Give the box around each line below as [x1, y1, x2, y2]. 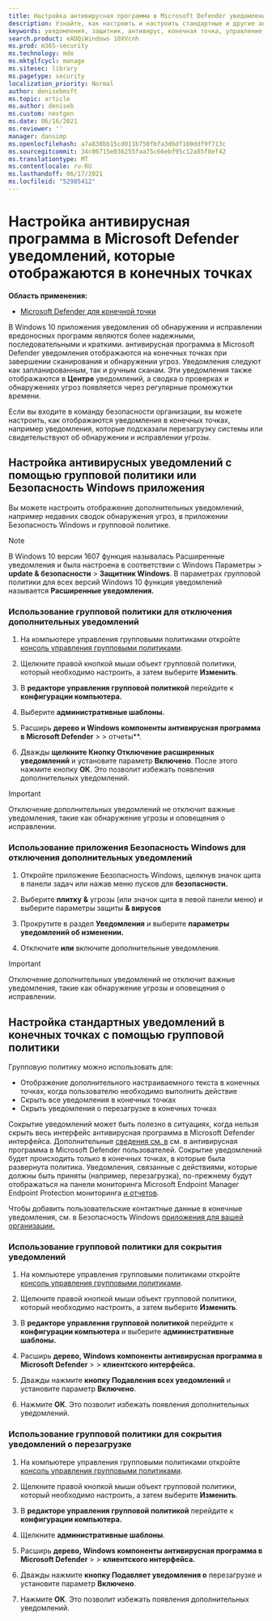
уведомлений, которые [8, 247, 176, 266]
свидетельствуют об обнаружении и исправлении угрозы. [8, 432, 211, 442]
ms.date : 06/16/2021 [8, 117, 79, 126]
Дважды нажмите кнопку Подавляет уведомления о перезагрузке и [19, 1570, 262, 1580]
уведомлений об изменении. [19, 928, 124, 938]
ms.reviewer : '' [8, 125, 63, 133]
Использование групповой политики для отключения [8, 606, 232, 617]
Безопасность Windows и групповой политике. [8, 520, 172, 530]
